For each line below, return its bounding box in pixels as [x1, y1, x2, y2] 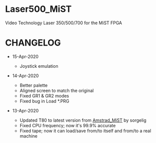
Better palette [19, 82, 48, 88]
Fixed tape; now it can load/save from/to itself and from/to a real [19, 128, 152, 134]
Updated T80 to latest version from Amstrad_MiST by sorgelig [19, 117, 147, 123]
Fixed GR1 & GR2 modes [19, 93, 69, 98]
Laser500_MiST [5, 3, 72, 15]
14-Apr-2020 [12, 73, 39, 79]
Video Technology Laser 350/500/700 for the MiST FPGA [5, 20, 122, 26]
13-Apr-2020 [12, 107, 39, 113]
